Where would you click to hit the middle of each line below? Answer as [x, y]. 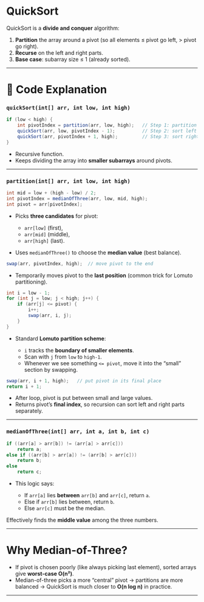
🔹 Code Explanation [57, 90]
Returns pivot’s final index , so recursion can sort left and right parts [100, 404]
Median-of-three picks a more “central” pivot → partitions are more [99, 580]
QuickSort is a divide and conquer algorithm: [63, 28]
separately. [29, 411]
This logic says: [35, 484]
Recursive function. [39, 154]
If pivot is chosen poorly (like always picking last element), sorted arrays [106, 567]
